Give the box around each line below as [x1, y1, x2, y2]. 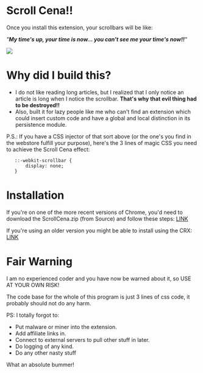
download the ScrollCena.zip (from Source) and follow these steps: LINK [6, 215, 188, 222]
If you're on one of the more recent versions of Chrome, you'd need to [6, 208, 183, 216]
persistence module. [15, 121, 67, 128]
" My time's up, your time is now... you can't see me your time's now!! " [6, 35, 188, 43]
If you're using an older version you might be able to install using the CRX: [6, 227, 193, 234]
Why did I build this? [6, 68, 112, 82]
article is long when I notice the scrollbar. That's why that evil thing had [15, 95, 197, 102]
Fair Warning [6, 255, 73, 268]
